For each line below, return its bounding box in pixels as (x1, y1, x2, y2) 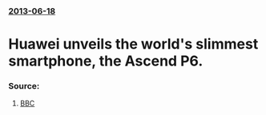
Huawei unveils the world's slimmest (8, 35, 259, 54)
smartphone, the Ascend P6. (8, 52, 204, 70)
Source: (8, 81, 40, 92)
